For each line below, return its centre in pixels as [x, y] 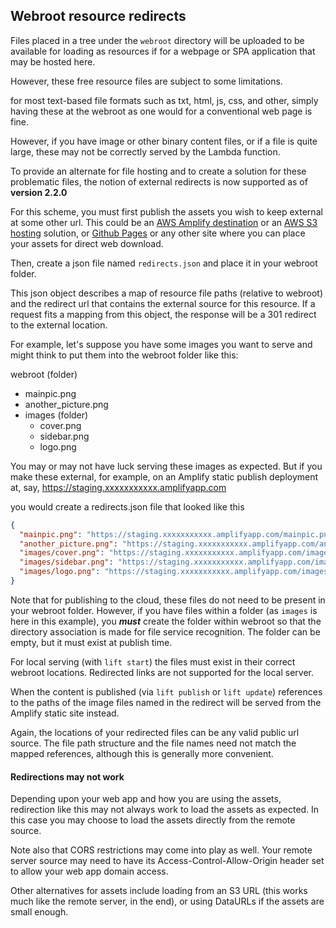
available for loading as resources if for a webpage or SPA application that [163, 51]
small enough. [39, 912]
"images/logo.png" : [60, 572]
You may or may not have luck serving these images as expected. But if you [166, 466]
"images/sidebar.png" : [66, 562]
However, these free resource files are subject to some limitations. [146, 81]
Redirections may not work [67, 776]
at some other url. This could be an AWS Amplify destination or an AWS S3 [164, 222]
